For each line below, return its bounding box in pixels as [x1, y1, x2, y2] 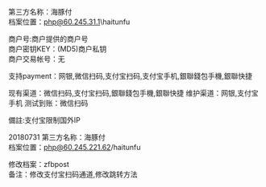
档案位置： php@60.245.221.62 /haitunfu [8, 143, 141, 152]
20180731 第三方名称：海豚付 [8, 132, 106, 142]
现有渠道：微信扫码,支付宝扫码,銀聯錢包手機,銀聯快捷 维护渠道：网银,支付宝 [8, 88, 260, 98]
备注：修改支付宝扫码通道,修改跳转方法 [8, 169, 139, 179]
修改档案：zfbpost [8, 160, 70, 169]
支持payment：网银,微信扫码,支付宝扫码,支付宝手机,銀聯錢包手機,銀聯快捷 [8, 71, 252, 80]
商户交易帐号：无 [8, 55, 65, 63]
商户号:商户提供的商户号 [8, 35, 89, 43]
